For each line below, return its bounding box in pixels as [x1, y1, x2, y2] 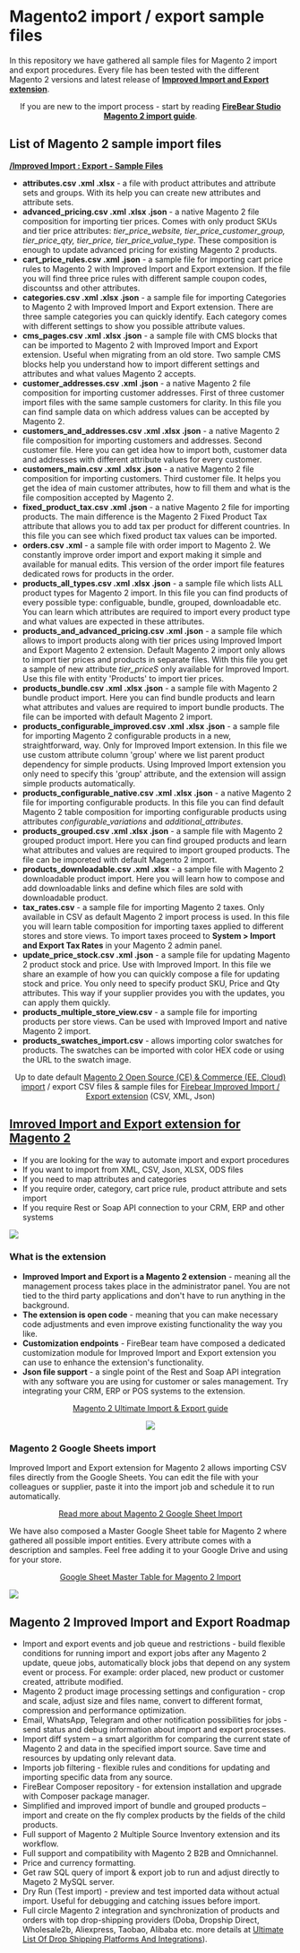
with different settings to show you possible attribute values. [21, 320, 245, 331]
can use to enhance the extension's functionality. [21, 1357, 204, 1367]
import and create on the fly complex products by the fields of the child [21, 1810, 286, 1820]
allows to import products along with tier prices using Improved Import [21, 635, 282, 646]
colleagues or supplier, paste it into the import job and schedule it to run [9, 1481, 275, 1492]
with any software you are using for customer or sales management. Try [21, 1376, 289, 1386]
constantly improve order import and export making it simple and [21, 549, 262, 560]
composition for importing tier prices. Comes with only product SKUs [21, 215, 278, 226]
